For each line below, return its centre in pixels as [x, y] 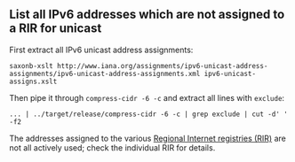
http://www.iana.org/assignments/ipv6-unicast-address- [162, 66]
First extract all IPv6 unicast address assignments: [101, 50]
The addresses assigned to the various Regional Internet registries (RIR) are [147, 138]
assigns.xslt [33, 81]
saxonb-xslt [31, 66]
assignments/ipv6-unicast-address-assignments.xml [105, 73]
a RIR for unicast [56, 29]
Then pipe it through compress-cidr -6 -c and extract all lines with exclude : [147, 97]
